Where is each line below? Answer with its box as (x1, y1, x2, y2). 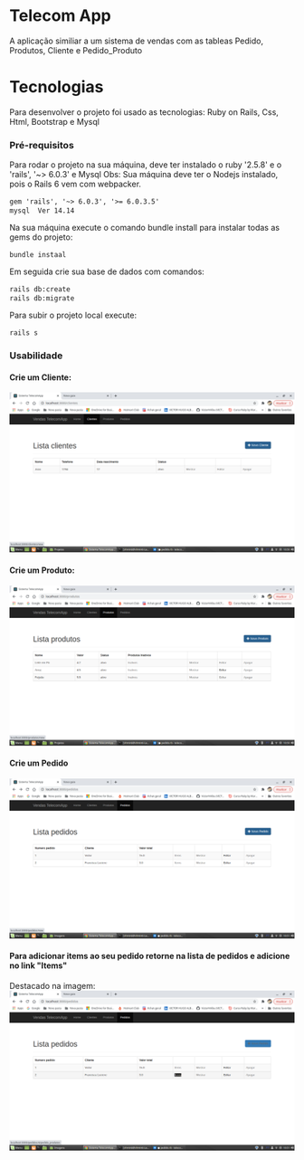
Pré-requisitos (9, 138, 74, 151)
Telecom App (9, 5, 111, 26)
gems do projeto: (9, 232, 73, 242)
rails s (9, 328, 39, 338)
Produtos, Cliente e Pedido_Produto (9, 44, 143, 55)
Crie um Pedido (9, 757, 69, 769)
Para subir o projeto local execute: (9, 309, 138, 321)
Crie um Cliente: (9, 372, 72, 383)
